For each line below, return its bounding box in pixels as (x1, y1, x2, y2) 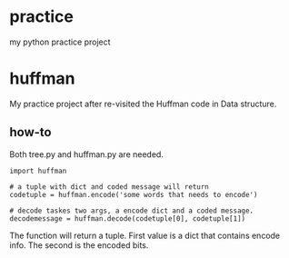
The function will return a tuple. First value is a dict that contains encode (9, 230, 281, 241)
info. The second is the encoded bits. (9, 239, 149, 251)
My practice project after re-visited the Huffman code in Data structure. (9, 98, 277, 109)
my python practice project (9, 36, 111, 47)
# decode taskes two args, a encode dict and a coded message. (9, 206, 254, 215)
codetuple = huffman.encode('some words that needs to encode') (9, 190, 258, 199)
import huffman (9, 166, 67, 175)
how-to (9, 124, 52, 140)
